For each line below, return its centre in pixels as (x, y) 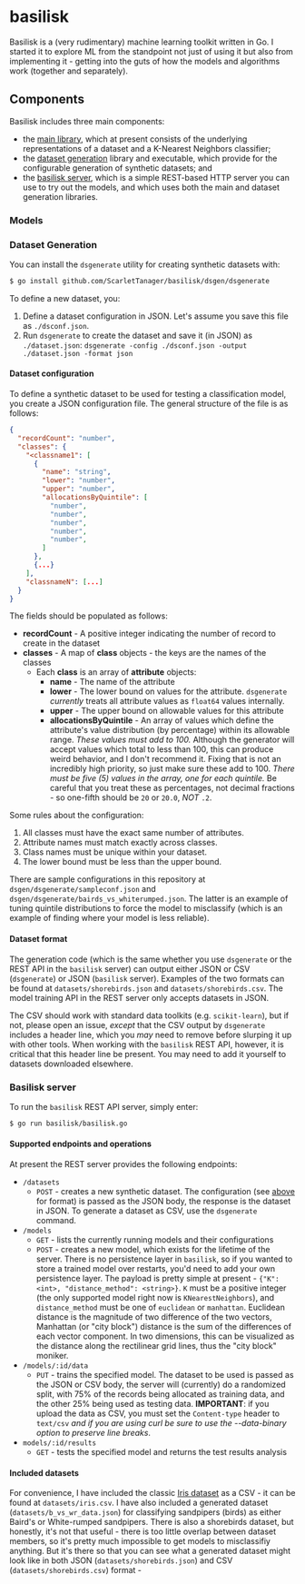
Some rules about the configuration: (77, 816)
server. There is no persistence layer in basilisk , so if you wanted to (164, 1259)
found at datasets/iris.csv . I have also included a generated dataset (139, 1503)
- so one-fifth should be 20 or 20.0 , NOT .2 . (131, 797)
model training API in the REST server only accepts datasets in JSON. (139, 997)
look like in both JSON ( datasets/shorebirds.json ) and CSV (121, 1560)
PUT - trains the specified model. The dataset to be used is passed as (165, 1375)
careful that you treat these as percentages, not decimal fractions (172, 788)
